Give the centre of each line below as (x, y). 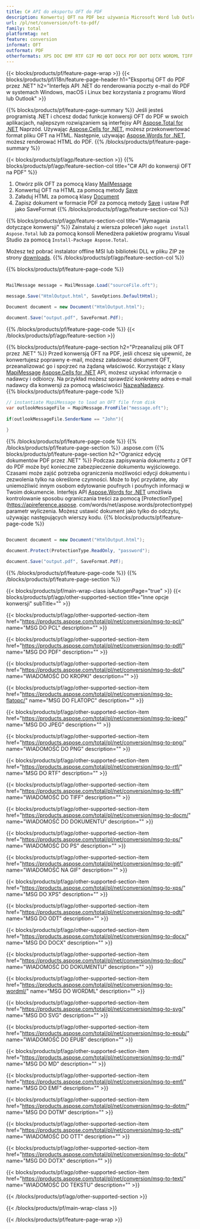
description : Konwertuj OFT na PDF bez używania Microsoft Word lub (93, 17)
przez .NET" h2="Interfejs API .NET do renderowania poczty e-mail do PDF (98, 86)
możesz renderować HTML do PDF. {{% (55, 141)
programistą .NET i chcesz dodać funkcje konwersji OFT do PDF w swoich (97, 116)
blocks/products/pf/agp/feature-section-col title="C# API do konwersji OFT (99, 166)
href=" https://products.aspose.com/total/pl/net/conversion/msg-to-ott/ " (95, 1130)
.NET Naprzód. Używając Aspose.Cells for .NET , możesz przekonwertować (98, 129)
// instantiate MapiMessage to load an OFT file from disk (81, 403)
